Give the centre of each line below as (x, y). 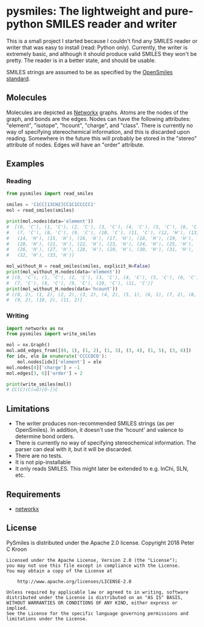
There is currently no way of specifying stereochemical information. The (105, 443)
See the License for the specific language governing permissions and (97, 613)
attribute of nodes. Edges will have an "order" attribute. (75, 145)
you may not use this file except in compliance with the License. (93, 566)
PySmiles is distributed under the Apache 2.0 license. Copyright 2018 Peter (100, 542)
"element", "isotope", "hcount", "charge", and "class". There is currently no (100, 125)
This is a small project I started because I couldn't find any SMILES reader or (102, 41)
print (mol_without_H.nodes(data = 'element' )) (63, 272)
